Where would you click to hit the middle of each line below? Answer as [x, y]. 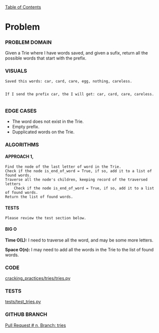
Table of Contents [23, 7]
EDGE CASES [21, 111]
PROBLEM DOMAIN [29, 42]
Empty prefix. [26, 127]
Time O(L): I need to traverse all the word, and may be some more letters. [79, 240]
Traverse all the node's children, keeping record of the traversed [76, 180]
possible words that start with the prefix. [46, 58]
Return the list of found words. [39, 197]
